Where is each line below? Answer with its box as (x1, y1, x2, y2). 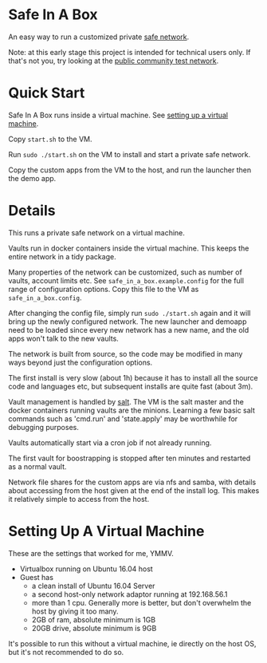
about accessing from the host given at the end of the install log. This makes (8, 485, 260, 495)
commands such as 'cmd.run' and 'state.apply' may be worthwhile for (8, 413, 238, 424)
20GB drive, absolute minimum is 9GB (31, 623, 157, 633)
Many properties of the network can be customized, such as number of (8, 267, 243, 277)
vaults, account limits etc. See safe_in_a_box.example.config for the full (8, 275, 245, 285)
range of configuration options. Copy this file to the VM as (8, 284, 199, 294)
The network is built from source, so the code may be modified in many (8, 349, 243, 358)
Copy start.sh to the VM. (8, 134, 93, 144)
